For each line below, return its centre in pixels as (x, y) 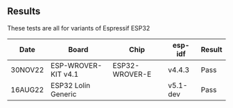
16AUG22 (27, 89)
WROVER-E (132, 74)
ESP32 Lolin (71, 85)
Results (24, 11)
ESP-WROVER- (77, 65)
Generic (64, 94)
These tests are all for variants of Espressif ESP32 (79, 28)
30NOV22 (27, 70)
